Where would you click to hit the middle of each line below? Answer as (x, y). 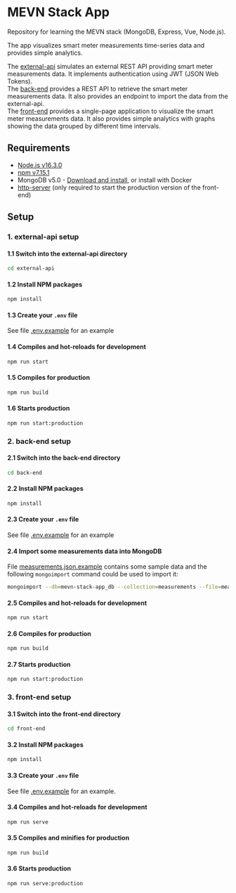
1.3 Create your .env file (42, 315)
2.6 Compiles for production (49, 633)
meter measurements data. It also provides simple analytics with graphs (111, 118)
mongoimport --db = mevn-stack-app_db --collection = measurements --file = (114, 587)
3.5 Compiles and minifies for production (68, 838)
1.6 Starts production (39, 409)
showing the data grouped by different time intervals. (84, 126)
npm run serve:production (45, 883)
